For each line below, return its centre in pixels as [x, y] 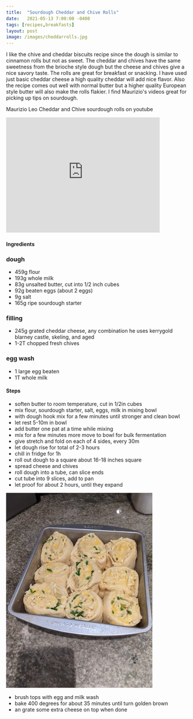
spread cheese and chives [46, 466]
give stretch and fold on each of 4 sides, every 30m [77, 441]
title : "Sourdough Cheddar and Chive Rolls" [62, 12]
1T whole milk [31, 377]
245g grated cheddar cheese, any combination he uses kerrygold [94, 331]
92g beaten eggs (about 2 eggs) [54, 291]
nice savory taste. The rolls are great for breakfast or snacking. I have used [96, 73]
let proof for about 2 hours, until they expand [68, 484]
